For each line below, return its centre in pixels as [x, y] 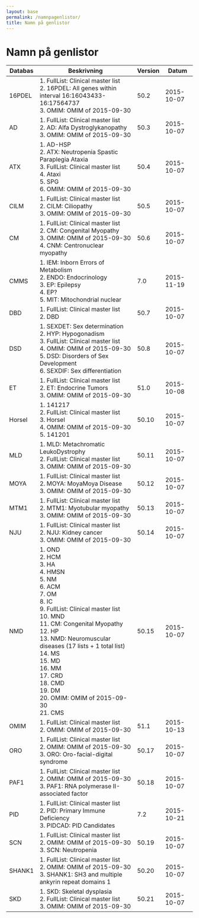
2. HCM [50, 557]
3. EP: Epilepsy [60, 285]
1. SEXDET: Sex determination [81, 326]
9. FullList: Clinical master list [80, 609]
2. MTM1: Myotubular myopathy [84, 508]
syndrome [54, 762]
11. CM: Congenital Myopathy [81, 624]
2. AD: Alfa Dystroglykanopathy [83, 128]
